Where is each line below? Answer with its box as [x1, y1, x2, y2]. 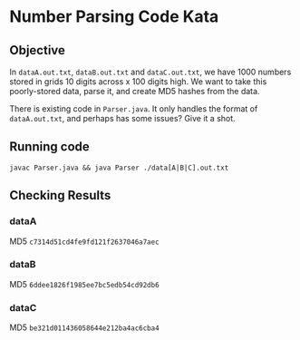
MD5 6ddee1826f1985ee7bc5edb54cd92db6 [9, 278, 160, 289]
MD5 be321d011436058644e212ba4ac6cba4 [9, 322, 160, 333]
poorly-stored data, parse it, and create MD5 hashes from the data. [9, 86, 260, 96]
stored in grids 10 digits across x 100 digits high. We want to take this [9, 76, 267, 87]
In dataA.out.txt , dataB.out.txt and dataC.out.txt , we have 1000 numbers [9, 66, 292, 77]
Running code [9, 139, 91, 155]
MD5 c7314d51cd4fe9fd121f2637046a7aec [9, 236, 160, 247]
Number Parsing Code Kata [9, 6, 219, 27]
